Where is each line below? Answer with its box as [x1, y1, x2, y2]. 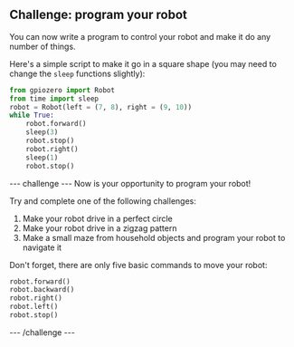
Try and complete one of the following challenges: [9, 195, 196, 207]
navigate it [22, 242, 62, 253]
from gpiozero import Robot [9, 85, 116, 94]
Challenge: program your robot [9, 7, 188, 23]
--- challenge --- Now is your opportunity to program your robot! [9, 178, 251, 188]
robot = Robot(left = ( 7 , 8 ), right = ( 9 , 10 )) [9, 102, 193, 111]
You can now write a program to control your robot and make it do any [9, 31, 271, 42]
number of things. [9, 41, 76, 52]
